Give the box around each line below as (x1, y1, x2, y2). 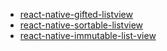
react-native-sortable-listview (19, 19, 144, 31)
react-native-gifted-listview (19, 9, 133, 20)
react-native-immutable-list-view (19, 30, 157, 41)
